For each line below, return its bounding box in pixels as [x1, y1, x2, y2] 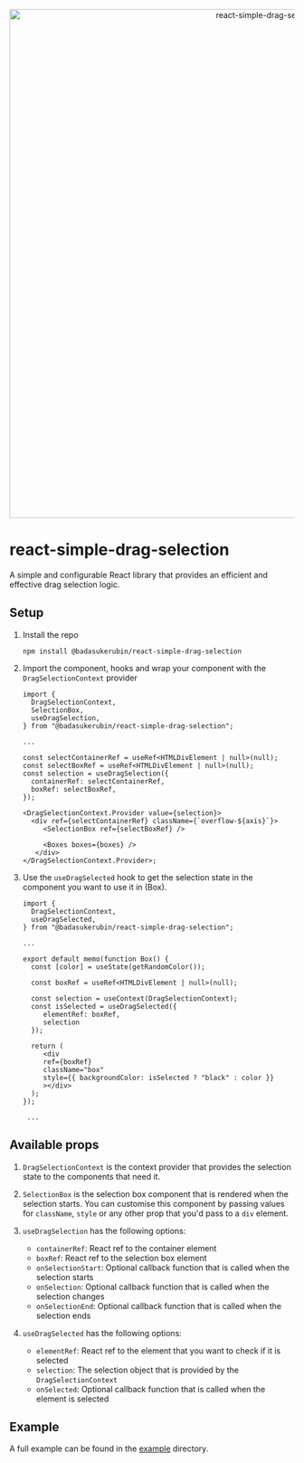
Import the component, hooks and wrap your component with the [22, 662, 267, 673]
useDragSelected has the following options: [22, 1327, 183, 1338]
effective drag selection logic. [9, 579, 120, 590]
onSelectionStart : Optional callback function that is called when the [35, 1262, 290, 1273]
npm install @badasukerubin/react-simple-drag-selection [22, 647, 242, 656]
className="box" [43, 1065, 104, 1074]
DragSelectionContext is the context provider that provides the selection [22, 1161, 291, 1172]
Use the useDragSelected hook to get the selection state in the [22, 871, 253, 882]
